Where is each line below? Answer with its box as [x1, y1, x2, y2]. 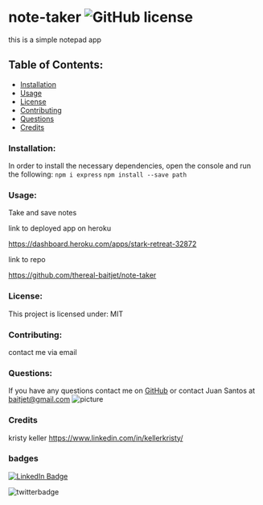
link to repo [8, 255, 46, 265]
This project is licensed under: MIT [8, 309, 124, 319]
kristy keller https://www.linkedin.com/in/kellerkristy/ [8, 432, 183, 443]
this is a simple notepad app [8, 35, 102, 44]
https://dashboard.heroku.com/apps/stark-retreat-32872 [8, 239, 197, 249]
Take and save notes [8, 208, 77, 218]
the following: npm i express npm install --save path [8, 169, 187, 179]
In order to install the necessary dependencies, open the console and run [8, 161, 252, 171]
